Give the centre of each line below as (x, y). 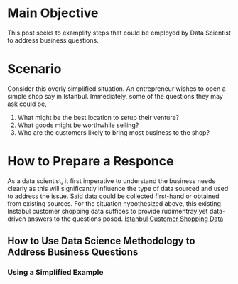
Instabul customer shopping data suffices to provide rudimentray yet (108, 211)
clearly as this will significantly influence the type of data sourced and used (118, 188)
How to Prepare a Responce (91, 162)
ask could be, (27, 104)
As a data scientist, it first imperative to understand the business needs (111, 181)
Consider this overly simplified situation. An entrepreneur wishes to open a (117, 88)
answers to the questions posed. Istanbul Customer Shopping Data (125, 219)
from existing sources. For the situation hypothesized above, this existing (114, 203)
